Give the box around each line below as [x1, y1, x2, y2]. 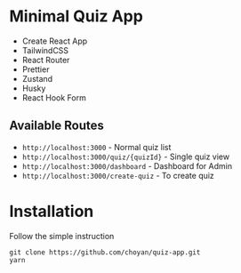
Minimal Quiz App [9, 6, 144, 27]
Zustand [21, 73, 53, 84]
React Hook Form [21, 92, 86, 103]
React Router [21, 54, 70, 65]
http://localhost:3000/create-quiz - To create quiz [21, 170, 215, 181]
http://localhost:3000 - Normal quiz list [21, 141, 172, 152]
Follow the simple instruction [9, 230, 115, 241]
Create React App [21, 36, 88, 46]
